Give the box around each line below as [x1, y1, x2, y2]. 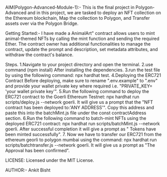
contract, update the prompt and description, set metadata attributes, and [5, 47, 158, 52]
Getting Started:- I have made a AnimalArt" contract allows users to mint [5, 30, 155, 36]
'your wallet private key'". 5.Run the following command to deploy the [5, 88, 149, 94]
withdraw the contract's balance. [5, 52, 74, 58]
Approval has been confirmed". [5, 148, 70, 153]
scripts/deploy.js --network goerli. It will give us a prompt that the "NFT [5, 99, 153, 105]
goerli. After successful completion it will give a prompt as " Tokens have [5, 126, 156, 132]
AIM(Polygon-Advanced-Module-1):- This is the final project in [5, 5, 135, 10]
